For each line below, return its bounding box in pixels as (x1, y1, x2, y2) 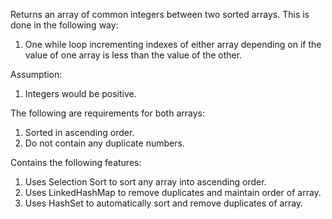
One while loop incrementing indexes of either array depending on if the (24, 39, 322, 50)
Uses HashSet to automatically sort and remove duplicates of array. (24, 197, 304, 209)
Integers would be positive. (24, 88, 137, 99)
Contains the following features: (10, 157, 142, 168)
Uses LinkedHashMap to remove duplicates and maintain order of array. (24, 187, 322, 198)
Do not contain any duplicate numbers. (24, 137, 185, 149)
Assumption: (10, 69, 63, 80)
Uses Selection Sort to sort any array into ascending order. (24, 176, 267, 188)
